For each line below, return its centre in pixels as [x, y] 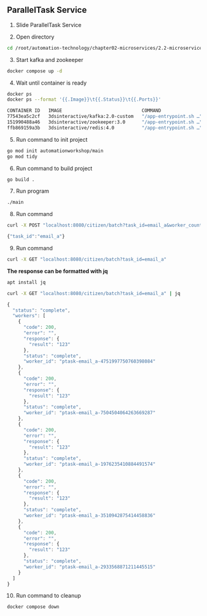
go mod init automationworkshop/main [55, 151]
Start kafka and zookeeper [49, 60]
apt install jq [26, 282]
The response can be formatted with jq [57, 271]
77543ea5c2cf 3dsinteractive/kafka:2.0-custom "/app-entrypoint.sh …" [105, 117]
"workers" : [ [29, 316]
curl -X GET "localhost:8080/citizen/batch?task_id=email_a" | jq [94, 293]
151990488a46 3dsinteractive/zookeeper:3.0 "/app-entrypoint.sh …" [105, 122]
